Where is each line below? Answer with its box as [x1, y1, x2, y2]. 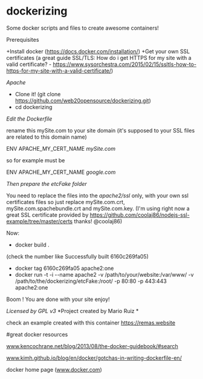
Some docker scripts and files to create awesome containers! [6, 24, 159, 31]
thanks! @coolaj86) [74, 217, 123, 225]
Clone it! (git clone [14, 90, 61, 97]
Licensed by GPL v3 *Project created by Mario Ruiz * [6, 307, 139, 314]
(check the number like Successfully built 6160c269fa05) [6, 252, 149, 260]
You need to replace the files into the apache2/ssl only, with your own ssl [6, 192, 189, 199]
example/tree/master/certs [6, 217, 73, 225]
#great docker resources [6, 331, 68, 338]
